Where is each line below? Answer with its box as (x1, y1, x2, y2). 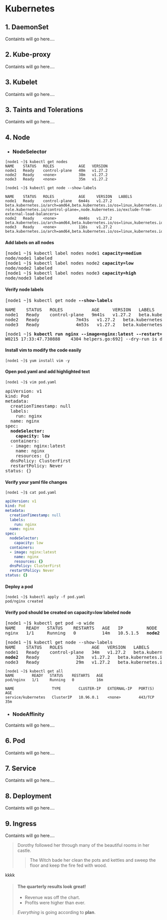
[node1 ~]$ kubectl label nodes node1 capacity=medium (5, 251, 142, 256)
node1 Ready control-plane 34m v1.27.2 (5, 649, 126, 655)
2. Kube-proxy (5, 50, 51, 59)
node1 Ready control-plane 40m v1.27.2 (5, 168, 108, 173)
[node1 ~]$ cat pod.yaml (5, 490, 57, 495)
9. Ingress (5, 819, 37, 828)
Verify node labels (5, 286, 44, 292)
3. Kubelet (5, 78, 38, 87)
